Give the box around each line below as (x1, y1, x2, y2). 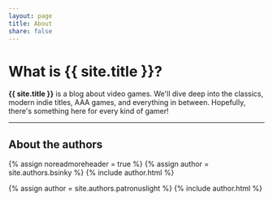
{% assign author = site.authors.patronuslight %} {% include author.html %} (8, 184, 262, 194)
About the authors (8, 138, 103, 151)
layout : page (8, 11, 53, 20)
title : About (8, 20, 53, 28)
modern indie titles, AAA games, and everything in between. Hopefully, (8, 98, 246, 107)
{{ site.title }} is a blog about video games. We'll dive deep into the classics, (8, 89, 264, 98)
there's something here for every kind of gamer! (8, 107, 169, 116)
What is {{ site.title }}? (8, 62, 162, 81)
